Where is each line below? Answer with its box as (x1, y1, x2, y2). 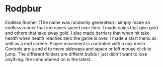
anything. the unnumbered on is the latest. (5, 56, 92, 62)
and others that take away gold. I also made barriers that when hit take (5, 30, 150, 36)
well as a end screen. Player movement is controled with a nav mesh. (5, 40, 147, 46)
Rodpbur (5, 3, 42, 14)
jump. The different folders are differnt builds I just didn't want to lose (5, 51, 148, 57)
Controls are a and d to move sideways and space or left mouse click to (5, 46, 152, 52)
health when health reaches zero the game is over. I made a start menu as (5, 35, 157, 41)
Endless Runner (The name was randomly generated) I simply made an (5, 19, 151, 25)
